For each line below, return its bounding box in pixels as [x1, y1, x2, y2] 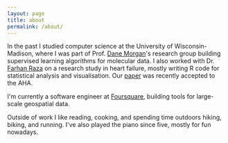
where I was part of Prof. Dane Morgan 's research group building [35, 49, 221, 58]
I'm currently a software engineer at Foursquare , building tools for [7, 92, 195, 101]
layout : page [7, 10, 45, 17]
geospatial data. [24, 100, 71, 108]
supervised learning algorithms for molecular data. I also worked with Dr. [7, 57, 215, 65]
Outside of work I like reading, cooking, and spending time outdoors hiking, [7, 113, 222, 121]
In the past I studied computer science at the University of [7, 42, 173, 51]
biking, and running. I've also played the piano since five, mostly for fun [7, 121, 211, 129]
